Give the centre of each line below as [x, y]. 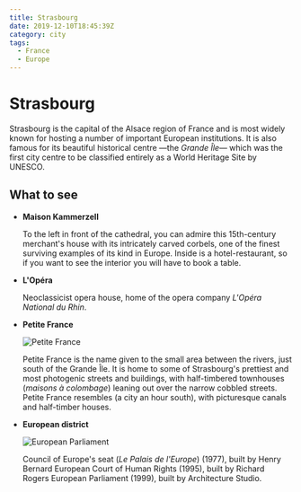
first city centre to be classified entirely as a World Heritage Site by [133, 157]
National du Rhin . [54, 307]
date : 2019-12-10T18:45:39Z [62, 26]
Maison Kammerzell [60, 216]
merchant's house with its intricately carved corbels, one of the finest [151, 243]
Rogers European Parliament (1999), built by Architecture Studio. [142, 478]
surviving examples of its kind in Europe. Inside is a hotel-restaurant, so [155, 253]
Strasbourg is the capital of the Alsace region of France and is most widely [147, 128]
